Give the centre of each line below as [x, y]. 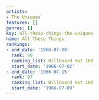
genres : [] [19, 28]
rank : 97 [22, 77]
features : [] [22, 22]
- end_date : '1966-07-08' [38, 50]
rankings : [18, 45]
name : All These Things [35, 39]
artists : [17, 11]
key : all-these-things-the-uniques [50, 34]
